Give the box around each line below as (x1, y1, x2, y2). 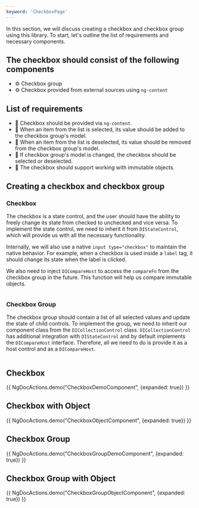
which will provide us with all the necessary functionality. (6, 231, 147, 238)
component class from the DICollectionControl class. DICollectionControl (6, 326, 191, 334)
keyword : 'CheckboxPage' (6, 8, 68, 15)
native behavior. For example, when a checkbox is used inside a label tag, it (6, 249, 193, 256)
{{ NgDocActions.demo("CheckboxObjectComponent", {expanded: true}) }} (6, 417, 192, 424)
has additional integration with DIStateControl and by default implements (6, 333, 186, 340)
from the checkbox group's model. (14, 145, 100, 152)
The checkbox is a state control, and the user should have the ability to (6, 212, 181, 219)
